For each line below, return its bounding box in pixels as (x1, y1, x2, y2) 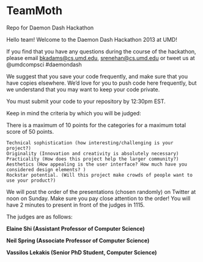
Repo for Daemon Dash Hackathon (6, 24, 94, 31)
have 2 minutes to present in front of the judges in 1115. (6, 201, 145, 209)
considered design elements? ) (6, 166, 86, 172)
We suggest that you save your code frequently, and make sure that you (6, 72, 188, 80)
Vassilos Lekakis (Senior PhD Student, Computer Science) (6, 249, 157, 256)
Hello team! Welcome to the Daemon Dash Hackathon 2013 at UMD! (6, 36, 177, 43)
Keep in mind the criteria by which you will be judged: (6, 109, 142, 117)
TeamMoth (6, 4, 63, 18)
